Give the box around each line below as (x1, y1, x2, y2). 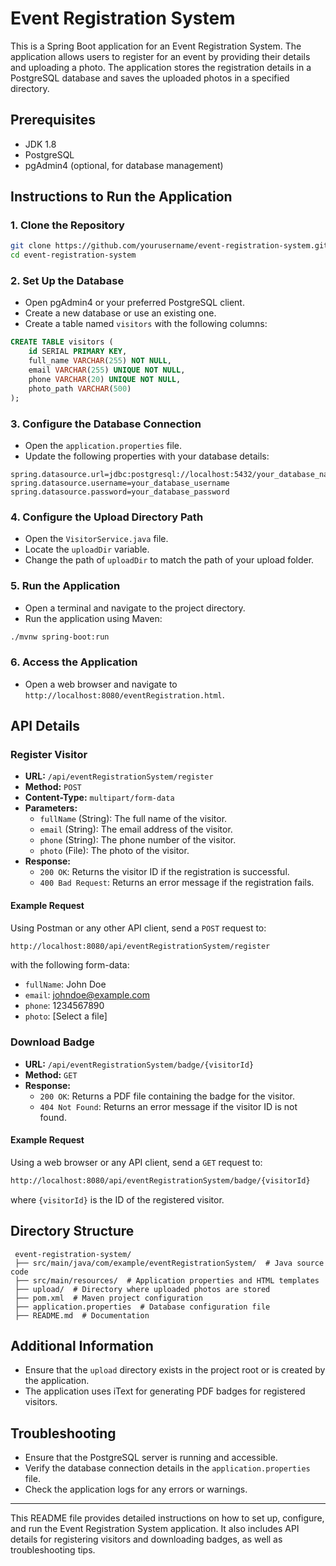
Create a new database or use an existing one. (24, 307, 217, 319)
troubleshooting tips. (10, 1544, 96, 1556)
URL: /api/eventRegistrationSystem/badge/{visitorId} (24, 1058, 255, 1070)
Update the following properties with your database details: (24, 450, 270, 462)
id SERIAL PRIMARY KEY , (28, 347, 128, 357)
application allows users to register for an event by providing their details (10, 50, 311, 62)
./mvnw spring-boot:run (10, 632, 110, 642)
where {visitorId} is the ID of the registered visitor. (10, 1193, 225, 1206)
